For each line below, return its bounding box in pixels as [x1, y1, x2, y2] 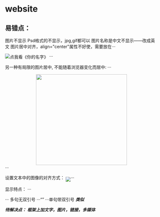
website [5, 3, 38, 15]
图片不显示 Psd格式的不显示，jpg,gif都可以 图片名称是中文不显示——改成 [5, 38, 151, 43]
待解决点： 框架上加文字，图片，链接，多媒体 [5, 207, 96, 213]
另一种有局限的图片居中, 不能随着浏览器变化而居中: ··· [5, 64, 112, 70]
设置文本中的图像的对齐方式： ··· [5, 175, 75, 181]
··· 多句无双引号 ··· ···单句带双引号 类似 [5, 197, 84, 202]
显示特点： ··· [5, 186, 32, 192]
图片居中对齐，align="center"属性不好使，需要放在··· [10, 44, 115, 49]
